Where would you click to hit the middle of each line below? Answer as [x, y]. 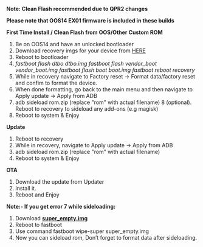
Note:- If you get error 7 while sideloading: [61, 207]
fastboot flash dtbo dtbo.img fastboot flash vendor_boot [86, 64]
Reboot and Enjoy [37, 195]
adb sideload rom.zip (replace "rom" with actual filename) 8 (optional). [103, 102]
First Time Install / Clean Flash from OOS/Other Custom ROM [84, 32]
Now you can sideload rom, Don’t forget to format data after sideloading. [106, 238]
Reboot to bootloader [42, 57]
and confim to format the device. [56, 83]
